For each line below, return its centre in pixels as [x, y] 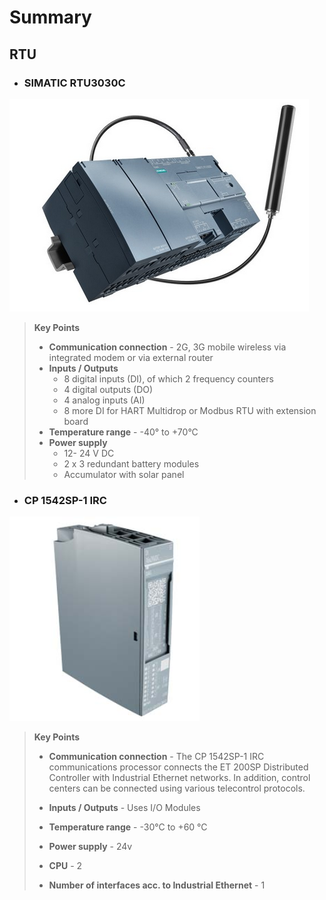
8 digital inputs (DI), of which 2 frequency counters [168, 378]
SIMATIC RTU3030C [74, 83]
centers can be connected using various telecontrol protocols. [177, 788]
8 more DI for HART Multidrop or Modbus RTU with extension [190, 410]
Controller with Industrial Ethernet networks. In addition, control [179, 778]
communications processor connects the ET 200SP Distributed [178, 767]
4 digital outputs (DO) [108, 389]
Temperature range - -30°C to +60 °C [128, 827]
